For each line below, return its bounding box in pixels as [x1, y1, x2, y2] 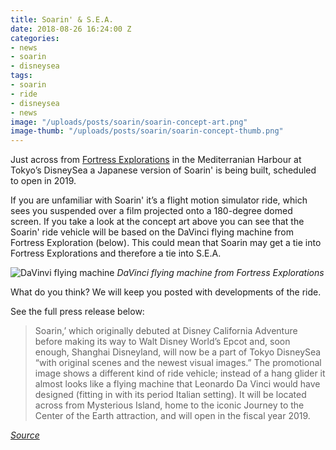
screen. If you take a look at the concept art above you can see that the [10, 216, 305, 228]
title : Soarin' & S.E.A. [10, 14, 114, 25]
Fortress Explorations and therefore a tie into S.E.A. [10, 247, 222, 260]
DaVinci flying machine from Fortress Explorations [116, 267, 325, 279]
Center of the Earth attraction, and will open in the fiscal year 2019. [34, 410, 311, 422]
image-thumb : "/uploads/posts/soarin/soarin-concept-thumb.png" [10, 126, 284, 136]
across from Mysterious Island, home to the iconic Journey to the [34, 399, 305, 411]
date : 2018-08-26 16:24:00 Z [10, 24, 132, 34]
